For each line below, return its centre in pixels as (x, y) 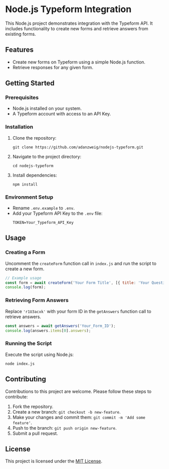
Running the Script (28, 343)
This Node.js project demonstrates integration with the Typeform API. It (79, 23)
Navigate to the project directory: (47, 156)
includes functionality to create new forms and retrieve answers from (77, 28)
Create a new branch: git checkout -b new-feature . (66, 412)
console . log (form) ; (26, 287)
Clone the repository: (34, 138)
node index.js (20, 364)
